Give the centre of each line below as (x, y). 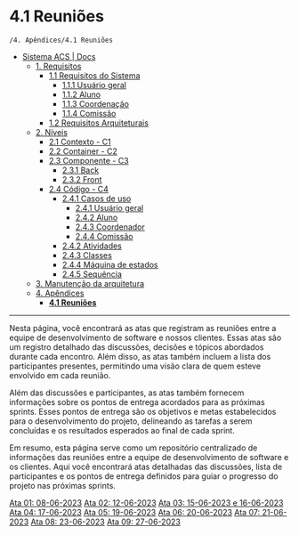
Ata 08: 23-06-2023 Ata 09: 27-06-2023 (105, 522)
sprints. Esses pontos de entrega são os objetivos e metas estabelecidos (143, 411)
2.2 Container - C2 (83, 151)
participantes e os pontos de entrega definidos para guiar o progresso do (144, 476)
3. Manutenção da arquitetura (90, 283)
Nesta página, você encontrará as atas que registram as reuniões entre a (143, 328)
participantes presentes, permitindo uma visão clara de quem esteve (135, 366)
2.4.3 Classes (87, 255)
